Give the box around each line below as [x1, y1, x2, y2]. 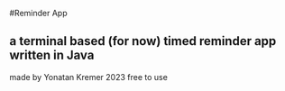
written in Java [9, 48, 95, 63]
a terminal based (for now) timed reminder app [9, 33, 277, 49]
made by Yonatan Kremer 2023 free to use [9, 71, 169, 82]
